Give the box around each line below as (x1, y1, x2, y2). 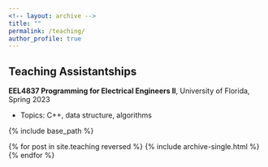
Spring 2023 (8, 95, 50, 105)
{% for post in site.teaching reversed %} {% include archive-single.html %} (8, 142, 260, 152)
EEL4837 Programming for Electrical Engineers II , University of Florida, (8, 86, 250, 96)
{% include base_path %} (8, 126, 94, 136)
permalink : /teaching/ (8, 27, 85, 35)
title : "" (8, 19, 42, 28)
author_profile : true (8, 34, 82, 43)
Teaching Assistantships (8, 64, 137, 78)
